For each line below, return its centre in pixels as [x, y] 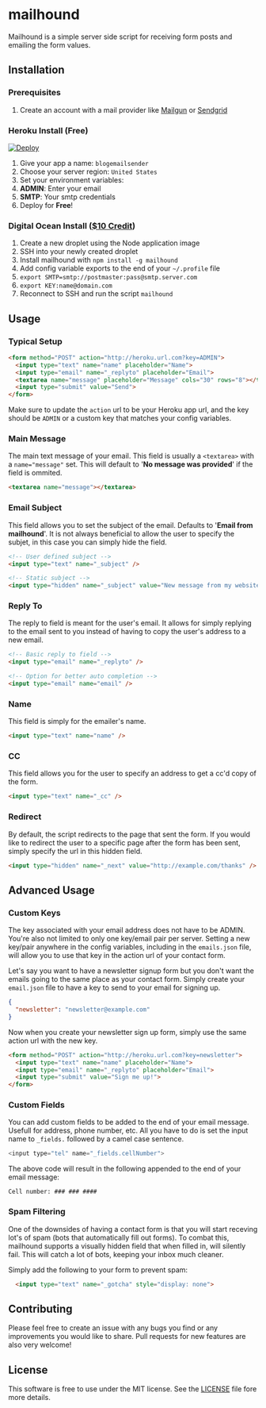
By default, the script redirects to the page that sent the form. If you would [129, 834]
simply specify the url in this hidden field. [75, 851]
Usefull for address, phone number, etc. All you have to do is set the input [128, 1131]
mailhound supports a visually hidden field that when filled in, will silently [127, 1246]
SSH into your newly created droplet [79, 252]
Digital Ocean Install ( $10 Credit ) [72, 225]
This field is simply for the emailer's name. [77, 721]
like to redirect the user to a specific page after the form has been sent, [124, 842]
